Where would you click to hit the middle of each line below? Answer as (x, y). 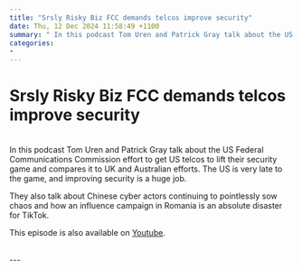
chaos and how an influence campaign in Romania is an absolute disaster (146, 206)
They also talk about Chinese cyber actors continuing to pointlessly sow (143, 196)
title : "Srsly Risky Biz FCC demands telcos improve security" (131, 18)
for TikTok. (29, 215)
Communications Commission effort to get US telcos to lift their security (143, 160)
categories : (32, 43)
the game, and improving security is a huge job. (98, 179)
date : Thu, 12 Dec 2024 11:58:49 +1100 (85, 26)
